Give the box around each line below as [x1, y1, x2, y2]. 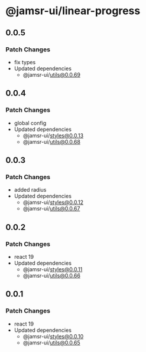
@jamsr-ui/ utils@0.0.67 [22, 205, 80, 212]
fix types [14, 58, 36, 65]
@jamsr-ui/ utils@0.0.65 [22, 339, 80, 346]
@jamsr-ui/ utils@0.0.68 [22, 138, 81, 145]
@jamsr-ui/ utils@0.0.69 [22, 71, 81, 78]
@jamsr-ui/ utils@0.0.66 [22, 272, 81, 279]
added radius [14, 186, 47, 193]
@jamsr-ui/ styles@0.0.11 [22, 265, 83, 272]
